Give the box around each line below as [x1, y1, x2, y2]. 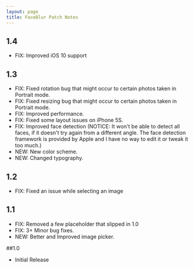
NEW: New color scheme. [14, 148, 78, 155]
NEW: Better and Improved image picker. [14, 233, 115, 240]
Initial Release [14, 256, 49, 263]
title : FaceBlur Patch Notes [6, 14, 79, 20]
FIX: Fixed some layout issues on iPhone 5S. [14, 116, 124, 124]
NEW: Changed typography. [14, 155, 84, 162]
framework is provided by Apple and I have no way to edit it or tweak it [14, 135, 189, 143]
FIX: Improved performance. [14, 111, 85, 118]
